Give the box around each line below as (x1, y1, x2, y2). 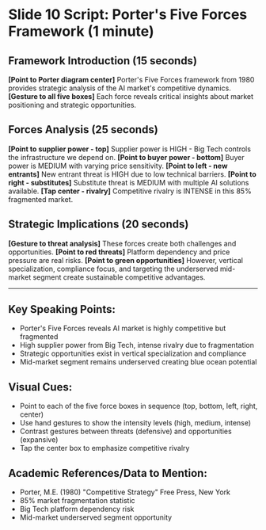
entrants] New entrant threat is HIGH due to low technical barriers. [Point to (8, 169, 257, 179)
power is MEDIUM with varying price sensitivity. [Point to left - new (8, 161, 228, 170)
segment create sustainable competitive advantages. (32, 272, 206, 282)
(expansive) (19, 435, 59, 444)
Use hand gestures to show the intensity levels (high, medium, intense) (19, 418, 252, 428)
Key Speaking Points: (8, 303, 116, 316)
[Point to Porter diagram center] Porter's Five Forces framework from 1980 (8, 75, 255, 84)
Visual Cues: (8, 380, 73, 394)
